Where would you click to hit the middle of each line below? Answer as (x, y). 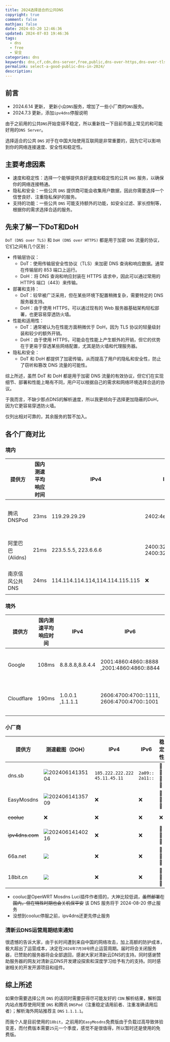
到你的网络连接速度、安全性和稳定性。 (45, 147)
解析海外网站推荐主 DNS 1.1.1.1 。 (51, 1011)
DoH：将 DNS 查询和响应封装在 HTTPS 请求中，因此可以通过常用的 (90, 276)
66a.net (17, 856)
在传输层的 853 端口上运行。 (50, 270)
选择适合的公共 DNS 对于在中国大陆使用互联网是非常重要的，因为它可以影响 (83, 141)
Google (16, 665)
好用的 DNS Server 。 (26, 129)
